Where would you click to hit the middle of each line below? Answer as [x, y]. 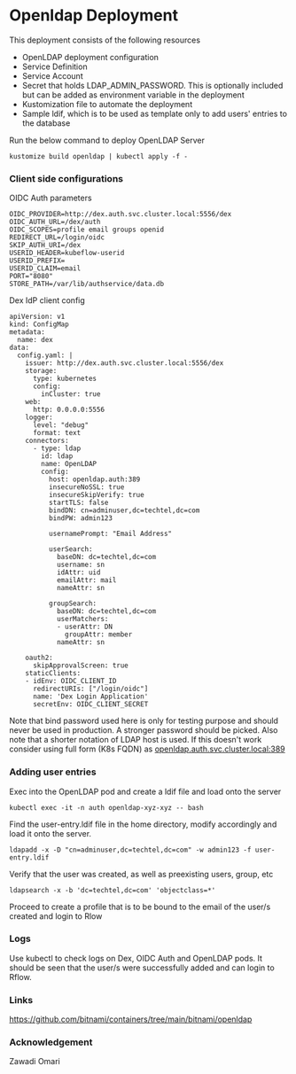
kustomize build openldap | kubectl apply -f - [99, 156]
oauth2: [39, 658]
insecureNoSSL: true [86, 487]
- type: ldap [57, 448]
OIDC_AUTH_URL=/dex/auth [55, 222]
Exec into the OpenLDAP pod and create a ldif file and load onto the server [145, 791]
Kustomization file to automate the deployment [107, 104]
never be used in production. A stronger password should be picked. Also [144, 730]
